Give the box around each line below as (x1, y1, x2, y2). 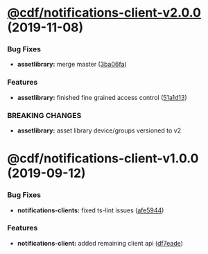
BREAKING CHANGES (7, 110, 82, 120)
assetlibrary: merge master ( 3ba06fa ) (17, 60, 127, 69)
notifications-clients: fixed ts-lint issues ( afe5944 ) (17, 206, 164, 214)
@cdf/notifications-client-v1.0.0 (7, 151, 199, 167)
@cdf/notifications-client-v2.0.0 (7, 5, 201, 21)
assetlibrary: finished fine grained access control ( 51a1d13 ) (17, 93, 187, 101)
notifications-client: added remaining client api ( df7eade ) (17, 239, 184, 247)
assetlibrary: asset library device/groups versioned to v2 (17, 126, 182, 135)
